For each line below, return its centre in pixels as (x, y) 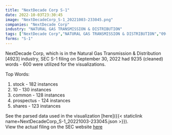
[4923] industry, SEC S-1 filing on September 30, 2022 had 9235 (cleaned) (84, 59)
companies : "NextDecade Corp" (38, 24)
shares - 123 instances (37, 106)
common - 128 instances (39, 95)
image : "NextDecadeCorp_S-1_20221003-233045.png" (59, 20)
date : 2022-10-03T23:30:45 (34, 15)
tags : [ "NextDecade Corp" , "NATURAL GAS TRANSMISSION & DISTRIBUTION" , (82, 34)
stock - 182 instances (35, 84)
